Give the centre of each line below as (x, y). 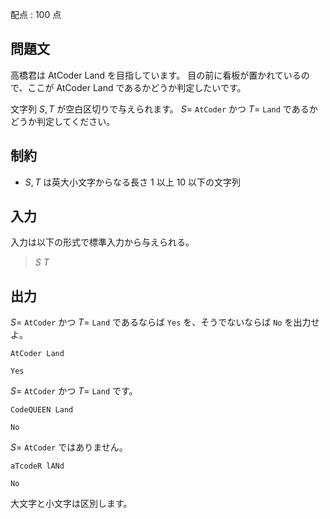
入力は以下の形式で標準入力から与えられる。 (102, 242)
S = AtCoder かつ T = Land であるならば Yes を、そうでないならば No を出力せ (165, 322)
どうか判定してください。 (63, 121)
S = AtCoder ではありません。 (69, 447)
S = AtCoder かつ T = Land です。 (74, 391)
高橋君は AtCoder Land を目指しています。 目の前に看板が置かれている (156, 75)
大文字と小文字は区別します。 (71, 504)
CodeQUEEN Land (42, 410)
